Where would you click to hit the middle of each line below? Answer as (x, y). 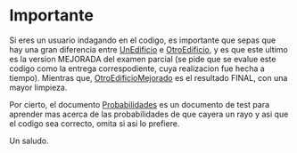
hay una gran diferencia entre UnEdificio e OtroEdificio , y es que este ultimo (148, 49)
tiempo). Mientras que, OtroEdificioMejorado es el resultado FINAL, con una (148, 77)
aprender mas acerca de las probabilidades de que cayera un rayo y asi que (149, 114)
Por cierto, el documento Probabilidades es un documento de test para (140, 104)
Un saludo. (29, 141)
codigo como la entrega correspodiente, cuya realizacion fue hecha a (137, 68)
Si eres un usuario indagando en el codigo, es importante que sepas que (143, 40)
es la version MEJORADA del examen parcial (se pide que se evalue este (143, 59)
